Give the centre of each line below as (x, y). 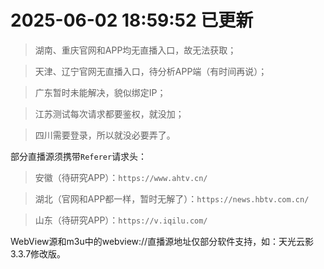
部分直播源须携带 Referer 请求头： (79, 156)
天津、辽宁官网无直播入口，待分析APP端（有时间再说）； (151, 71)
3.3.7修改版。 (38, 253)
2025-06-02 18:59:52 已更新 (132, 20)
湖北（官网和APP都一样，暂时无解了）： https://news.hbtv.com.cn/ (172, 198)
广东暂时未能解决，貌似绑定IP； (100, 92)
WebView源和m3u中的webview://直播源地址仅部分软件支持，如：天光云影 (162, 241)
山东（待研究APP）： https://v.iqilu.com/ (121, 220)
